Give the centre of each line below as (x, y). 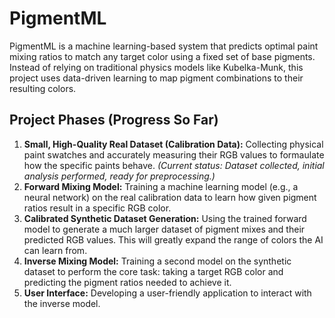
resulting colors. (43, 88)
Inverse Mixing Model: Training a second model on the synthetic (157, 261)
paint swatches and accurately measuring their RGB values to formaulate (174, 154)
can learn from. (55, 250)
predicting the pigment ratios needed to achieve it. (127, 282)
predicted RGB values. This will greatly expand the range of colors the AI (173, 239)
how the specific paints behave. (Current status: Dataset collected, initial (174, 165)
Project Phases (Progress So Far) (114, 120)
